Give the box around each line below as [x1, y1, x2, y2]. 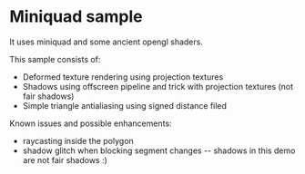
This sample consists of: [9, 53, 101, 64]
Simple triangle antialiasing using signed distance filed [22, 100, 228, 111]
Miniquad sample [9, 6, 143, 27]
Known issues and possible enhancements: [9, 118, 172, 129]
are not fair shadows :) [22, 154, 107, 165]
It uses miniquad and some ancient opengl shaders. [9, 36, 203, 47]
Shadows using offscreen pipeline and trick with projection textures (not [22, 81, 294, 92]
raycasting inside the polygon [22, 135, 134, 146]
